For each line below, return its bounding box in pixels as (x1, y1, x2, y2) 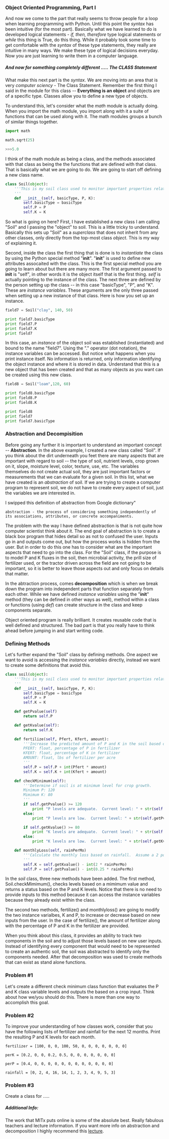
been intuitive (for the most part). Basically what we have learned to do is (5, 26, 157, 32)
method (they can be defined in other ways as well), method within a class (5, 596, 159, 602)
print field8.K (5, 400, 37, 405)
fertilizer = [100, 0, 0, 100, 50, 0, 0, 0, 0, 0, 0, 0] (5, 1044, 127, 1049)
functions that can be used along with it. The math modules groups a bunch (5, 114, 162, 120)
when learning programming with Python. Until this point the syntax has (5, 21, 154, 27)
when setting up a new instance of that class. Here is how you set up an (5, 293, 154, 299)
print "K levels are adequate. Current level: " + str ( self (32, 829, 163, 835)
